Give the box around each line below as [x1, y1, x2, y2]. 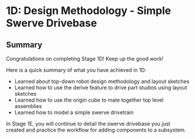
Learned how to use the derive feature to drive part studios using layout [14, 84, 187, 91]
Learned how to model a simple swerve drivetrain [14, 109, 134, 116]
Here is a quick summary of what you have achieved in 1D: [6, 67, 147, 74]
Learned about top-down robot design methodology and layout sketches [14, 78, 190, 85]
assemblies [14, 103, 42, 109]
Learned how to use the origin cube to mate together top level [14, 96, 163, 103]
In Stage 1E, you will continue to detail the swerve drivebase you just [6, 120, 170, 127]
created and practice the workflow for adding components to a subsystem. [6, 127, 186, 133]
